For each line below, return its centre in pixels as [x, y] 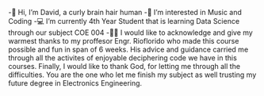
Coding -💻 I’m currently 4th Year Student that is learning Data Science [124, 21]
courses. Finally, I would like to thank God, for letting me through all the [124, 66]
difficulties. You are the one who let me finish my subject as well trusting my [132, 75]
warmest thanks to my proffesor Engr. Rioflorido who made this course [124, 41]
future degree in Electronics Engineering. [75, 83]
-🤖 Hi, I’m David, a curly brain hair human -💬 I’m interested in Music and [125, 12]
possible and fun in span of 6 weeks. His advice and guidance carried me [128, 49]
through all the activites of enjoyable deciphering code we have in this [123, 58]
